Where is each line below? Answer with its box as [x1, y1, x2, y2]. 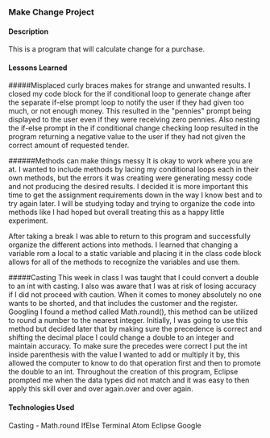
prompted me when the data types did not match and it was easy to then [8, 375, 250, 385]
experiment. [8, 216, 48, 225]
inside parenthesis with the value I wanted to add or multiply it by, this [8, 349, 240, 360]
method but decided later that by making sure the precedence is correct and [8, 324, 263, 334]
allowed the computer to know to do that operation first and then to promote [8, 358, 261, 368]
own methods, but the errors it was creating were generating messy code [8, 173, 252, 183]
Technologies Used [8, 402, 75, 412]
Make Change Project [8, 6, 95, 18]
